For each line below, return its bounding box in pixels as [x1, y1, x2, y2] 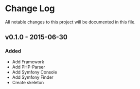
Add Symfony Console [12, 69, 57, 75]
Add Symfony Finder [12, 74, 53, 80]
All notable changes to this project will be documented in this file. [5, 19, 136, 25]
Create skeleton [12, 79, 44, 85]
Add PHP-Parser [12, 64, 45, 70]
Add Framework [12, 59, 45, 65]
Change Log [5, 3, 55, 14]
